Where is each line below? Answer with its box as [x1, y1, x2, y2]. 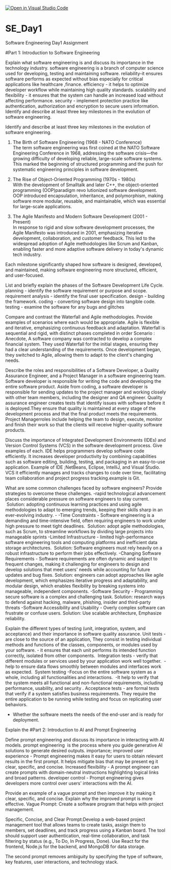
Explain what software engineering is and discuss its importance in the [5, 59, 154, 66]
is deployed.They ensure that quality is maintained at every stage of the [5, 405, 156, 411]
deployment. [12, 716, 39, 723]
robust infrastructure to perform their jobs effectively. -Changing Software [5, 550, 162, 556]
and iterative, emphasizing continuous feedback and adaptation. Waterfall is [5, 324, 165, 331]
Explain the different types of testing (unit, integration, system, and [5, 625, 146, 632]
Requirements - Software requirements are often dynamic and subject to [5, 555, 158, 561]
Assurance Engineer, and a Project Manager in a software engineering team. [5, 373, 166, 379]
